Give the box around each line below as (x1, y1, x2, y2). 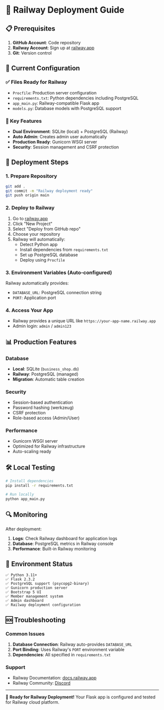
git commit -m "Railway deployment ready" (5, 188, 93, 193)
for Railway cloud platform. (5, 699, 60, 705)
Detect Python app (19, 241, 58, 247)
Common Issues (5, 630, 45, 637)
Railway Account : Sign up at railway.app (12, 45, 94, 51)
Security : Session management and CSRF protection (12, 144, 119, 150)
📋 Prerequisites (5, 24, 55, 33)
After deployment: (5, 526, 42, 532)
